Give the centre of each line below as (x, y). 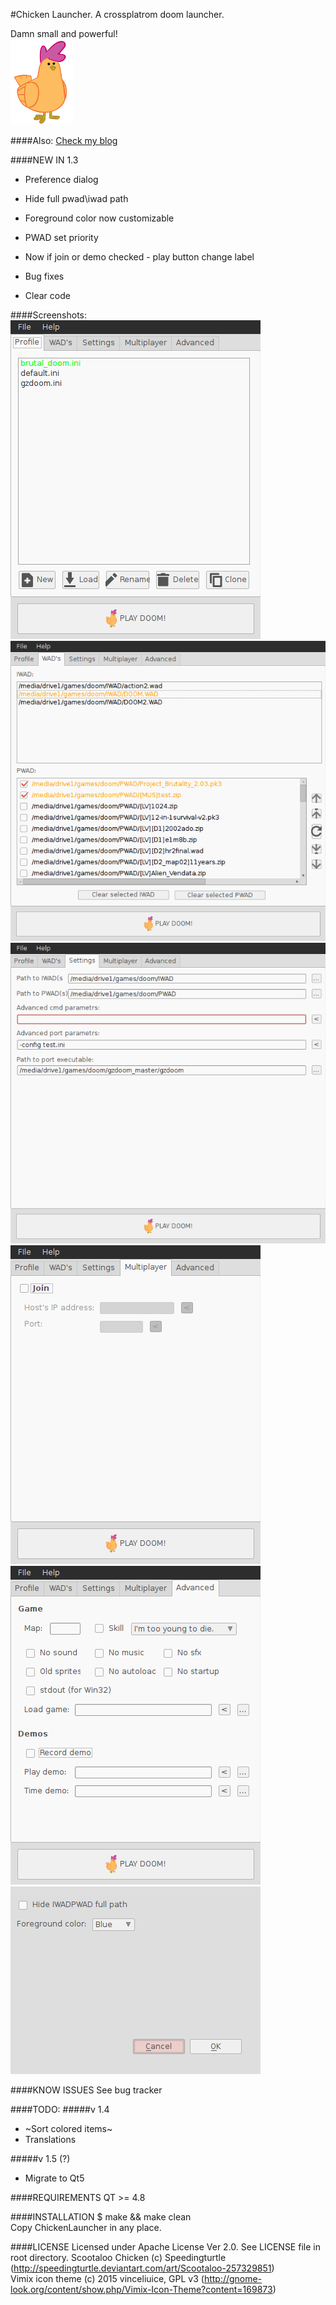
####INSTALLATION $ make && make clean (101, 2216)
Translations (50, 2139)
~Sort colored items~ (68, 2128)
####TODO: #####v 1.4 (60, 2109)
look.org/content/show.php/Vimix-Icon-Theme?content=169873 (141, 2289)
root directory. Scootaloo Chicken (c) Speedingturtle (118, 2257)
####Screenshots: (49, 315)
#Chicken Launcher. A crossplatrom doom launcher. (117, 14)
